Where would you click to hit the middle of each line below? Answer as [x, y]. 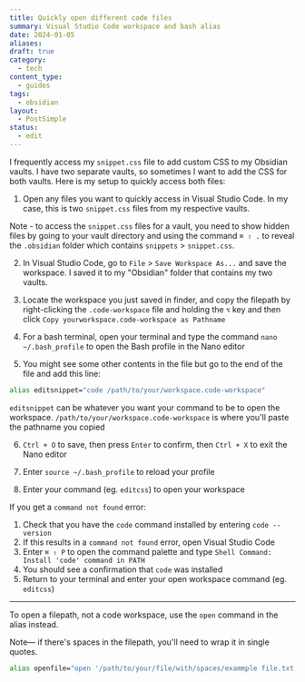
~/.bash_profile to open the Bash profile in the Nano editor [133, 346]
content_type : [36, 77]
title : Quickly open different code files [91, 18]
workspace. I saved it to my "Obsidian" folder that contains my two [148, 272]
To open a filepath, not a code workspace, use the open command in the [144, 615]
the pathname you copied [58, 427]
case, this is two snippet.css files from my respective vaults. [136, 208]
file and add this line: [62, 373]
